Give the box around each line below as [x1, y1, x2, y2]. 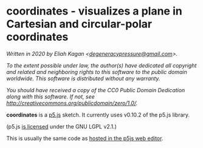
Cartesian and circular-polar [6, 17, 153, 31]
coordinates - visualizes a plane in [6, 4, 182, 18]
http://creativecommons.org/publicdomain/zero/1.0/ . [6, 99, 138, 107]
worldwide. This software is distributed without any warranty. [6, 75, 160, 82]
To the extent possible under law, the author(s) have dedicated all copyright [6, 62, 197, 69]
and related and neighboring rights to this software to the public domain [6, 68, 187, 75]
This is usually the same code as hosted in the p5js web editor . [6, 135, 163, 142]
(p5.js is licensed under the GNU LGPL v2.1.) [6, 123, 117, 130]
